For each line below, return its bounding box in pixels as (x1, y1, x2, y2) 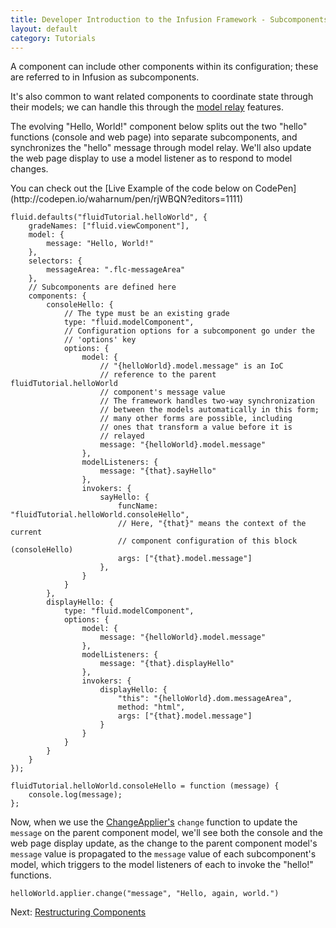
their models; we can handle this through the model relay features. (10, 101, 285, 113)
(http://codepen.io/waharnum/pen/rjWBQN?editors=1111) (10, 193, 244, 205)
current (10, 527, 43, 538)
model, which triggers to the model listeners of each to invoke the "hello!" (10, 859, 314, 871)
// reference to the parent (99, 370, 217, 380)
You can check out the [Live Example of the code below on (10, 182, 253, 195)
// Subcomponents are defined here (28, 282, 177, 293)
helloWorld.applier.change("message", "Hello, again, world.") (10, 889, 280, 899)
